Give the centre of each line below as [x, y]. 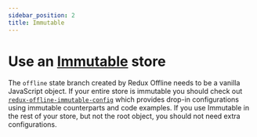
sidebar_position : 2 [42, 15]
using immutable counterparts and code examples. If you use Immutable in [128, 108]
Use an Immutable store [87, 61]
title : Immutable [36, 23]
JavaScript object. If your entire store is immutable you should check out [125, 92]
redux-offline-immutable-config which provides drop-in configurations [123, 99]
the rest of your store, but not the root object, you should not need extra [124, 116]
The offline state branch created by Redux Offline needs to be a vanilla [124, 83]
